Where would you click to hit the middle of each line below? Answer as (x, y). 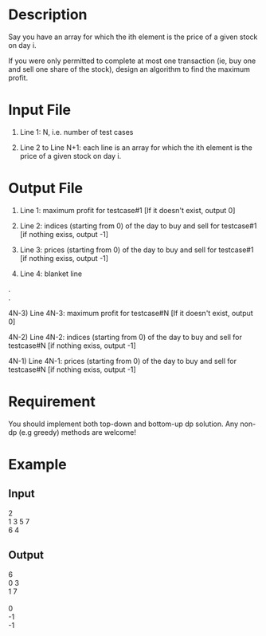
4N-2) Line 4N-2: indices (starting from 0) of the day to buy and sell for (125, 337)
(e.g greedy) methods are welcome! (78, 432)
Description (48, 15)
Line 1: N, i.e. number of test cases (76, 132)
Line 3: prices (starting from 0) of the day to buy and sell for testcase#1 (137, 250)
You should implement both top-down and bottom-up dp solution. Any (123, 424)
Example (37, 464)
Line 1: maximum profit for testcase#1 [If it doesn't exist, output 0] (127, 210)
